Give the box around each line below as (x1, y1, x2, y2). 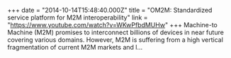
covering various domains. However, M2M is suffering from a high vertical (7, 36, 223, 44)
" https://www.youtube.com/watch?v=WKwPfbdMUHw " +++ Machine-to (7, 21, 218, 29)
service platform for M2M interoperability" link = (7, 13, 148, 22)
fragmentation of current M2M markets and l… (7, 43, 143, 51)
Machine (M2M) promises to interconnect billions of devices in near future (7, 28, 225, 36)
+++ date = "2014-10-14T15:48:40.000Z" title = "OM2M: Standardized (7, 6, 213, 14)
